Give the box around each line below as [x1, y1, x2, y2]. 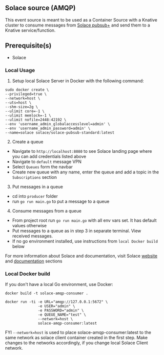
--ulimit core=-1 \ [5, 109, 45, 114]
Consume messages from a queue [12, 208, 82, 213]
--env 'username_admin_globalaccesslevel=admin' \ [5, 121, 110, 126]
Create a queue [12, 139, 44, 144]
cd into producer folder [12, 193, 58, 199]
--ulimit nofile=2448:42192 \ [5, 117, 67, 122]
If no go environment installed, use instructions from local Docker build [12, 238, 158, 244]
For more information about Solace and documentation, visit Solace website [5, 253, 158, 259]
